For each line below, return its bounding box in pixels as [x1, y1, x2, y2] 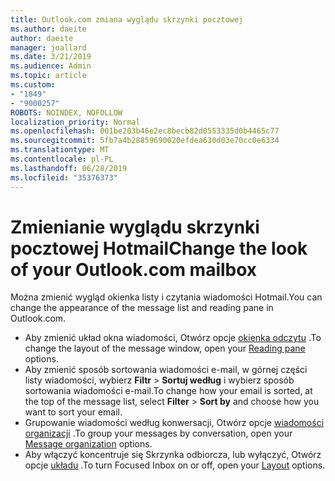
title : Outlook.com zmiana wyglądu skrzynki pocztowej [10, 14, 244, 25]
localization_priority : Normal [10, 117, 141, 127]
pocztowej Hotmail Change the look [10, 237, 308, 260]
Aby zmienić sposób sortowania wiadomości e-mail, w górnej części [24, 364, 308, 376]
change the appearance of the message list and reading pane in [10, 302, 274, 314]
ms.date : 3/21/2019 [10, 52, 92, 62]
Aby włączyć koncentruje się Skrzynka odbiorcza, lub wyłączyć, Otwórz [24, 449, 322, 461]
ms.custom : [10, 80, 56, 90]
